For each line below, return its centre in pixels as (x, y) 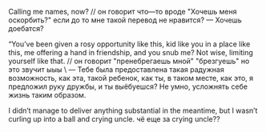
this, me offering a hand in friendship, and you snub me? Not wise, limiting (131, 52)
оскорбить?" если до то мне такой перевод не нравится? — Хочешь (125, 20)
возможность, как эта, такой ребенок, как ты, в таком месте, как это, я (131, 78)
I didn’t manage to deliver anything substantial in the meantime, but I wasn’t (133, 110)
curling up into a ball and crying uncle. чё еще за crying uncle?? (114, 119)
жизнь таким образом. (47, 95)
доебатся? (26, 28)
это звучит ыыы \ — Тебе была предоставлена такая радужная (116, 70)
